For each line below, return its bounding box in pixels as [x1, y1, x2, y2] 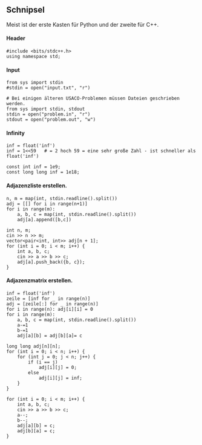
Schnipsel [6, 5, 45, 15]
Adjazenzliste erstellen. [6, 182, 68, 189]
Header [6, 34, 25, 42]
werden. [6, 101, 26, 107]
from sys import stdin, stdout [6, 106, 85, 112]
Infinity [6, 129, 25, 137]
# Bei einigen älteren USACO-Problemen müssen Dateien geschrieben [6, 96, 180, 102]
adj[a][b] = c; [17, 423, 56, 429]
